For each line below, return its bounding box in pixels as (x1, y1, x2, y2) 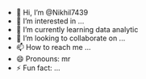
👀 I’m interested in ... (15, 16, 85, 26)
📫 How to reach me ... (15, 43, 91, 52)
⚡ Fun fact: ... (15, 63, 60, 73)
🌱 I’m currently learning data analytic (15, 25, 139, 34)
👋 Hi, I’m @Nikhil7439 (15, 8, 89, 17)
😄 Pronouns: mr (15, 54, 71, 64)
